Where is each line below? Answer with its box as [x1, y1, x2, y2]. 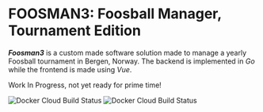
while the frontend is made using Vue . [8, 64, 132, 74]
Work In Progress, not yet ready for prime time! [8, 80, 162, 90]
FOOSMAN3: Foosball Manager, [8, 5, 222, 23]
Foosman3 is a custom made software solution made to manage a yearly [8, 48, 247, 57]
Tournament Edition [8, 21, 141, 40]
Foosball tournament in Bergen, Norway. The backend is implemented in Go [8, 56, 255, 66]
